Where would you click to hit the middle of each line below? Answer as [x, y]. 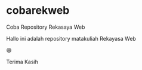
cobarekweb [38, 10]
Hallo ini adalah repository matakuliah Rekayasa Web [71, 38]
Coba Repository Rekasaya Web [46, 27]
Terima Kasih [22, 62]
